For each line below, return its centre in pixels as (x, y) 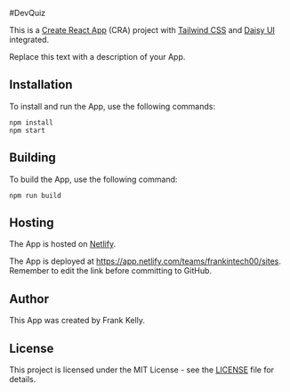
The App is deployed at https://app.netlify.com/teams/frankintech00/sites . (145, 261)
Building (32, 158)
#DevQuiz (28, 13)
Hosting (32, 223)
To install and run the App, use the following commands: (113, 106)
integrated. (29, 40)
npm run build (36, 195)
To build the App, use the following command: (93, 179)
